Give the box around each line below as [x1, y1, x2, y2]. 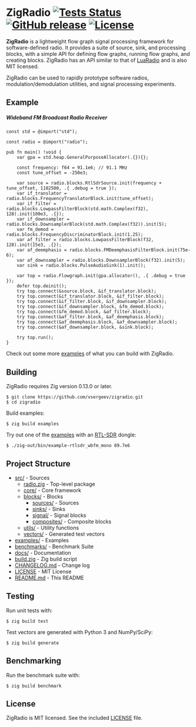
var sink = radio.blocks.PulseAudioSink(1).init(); [16, 262, 146, 269]
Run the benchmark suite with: [6, 671, 81, 679]
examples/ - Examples [14, 536, 69, 543]
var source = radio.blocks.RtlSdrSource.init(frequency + [16, 180, 162, 186]
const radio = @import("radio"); [6, 139, 88, 145]
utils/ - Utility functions [23, 524, 79, 531]
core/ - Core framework [23, 486, 81, 493]
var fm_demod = [16, 226, 54, 232]
